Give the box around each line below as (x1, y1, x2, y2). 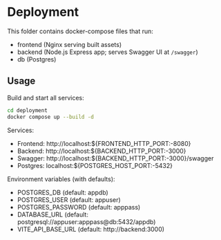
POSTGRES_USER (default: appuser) (17, 195, 121, 204)
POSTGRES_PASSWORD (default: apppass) (17, 203, 141, 211)
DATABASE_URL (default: (17, 210, 88, 219)
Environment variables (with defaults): (7, 174, 115, 183)
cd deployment (7, 107, 48, 114)
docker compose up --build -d (7, 113, 95, 120)
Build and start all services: (7, 93, 84, 102)
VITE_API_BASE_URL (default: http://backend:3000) (17, 225, 164, 233)
